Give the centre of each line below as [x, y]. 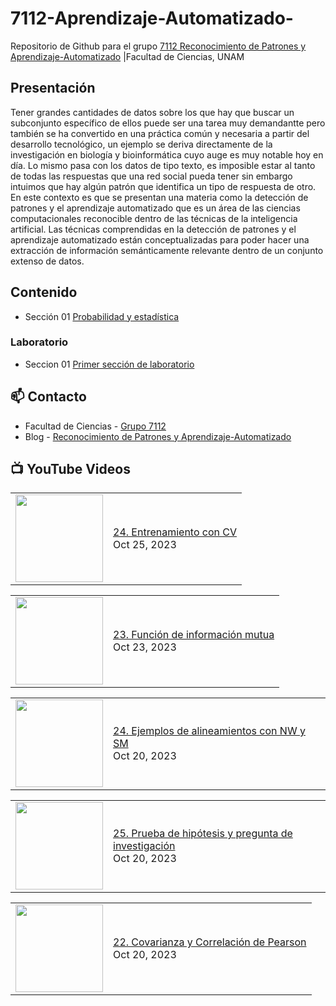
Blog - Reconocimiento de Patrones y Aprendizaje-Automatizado [158, 436]
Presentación [53, 88]
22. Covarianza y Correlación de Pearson [210, 942]
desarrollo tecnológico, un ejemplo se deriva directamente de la [141, 144]
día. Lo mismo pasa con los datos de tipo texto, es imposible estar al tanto [163, 165]
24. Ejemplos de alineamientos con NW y [209, 731]
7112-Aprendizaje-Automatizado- [152, 18]
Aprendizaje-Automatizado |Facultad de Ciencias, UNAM [127, 56]
